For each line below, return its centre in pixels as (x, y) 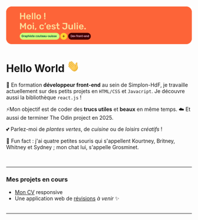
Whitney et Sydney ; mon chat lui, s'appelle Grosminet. (73, 147)
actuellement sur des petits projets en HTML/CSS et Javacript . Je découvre (96, 91)
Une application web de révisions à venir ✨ (67, 198)
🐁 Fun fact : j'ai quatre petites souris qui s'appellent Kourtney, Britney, (91, 141)
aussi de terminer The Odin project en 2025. (60, 117)
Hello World (35, 68)
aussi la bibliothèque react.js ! (44, 97)
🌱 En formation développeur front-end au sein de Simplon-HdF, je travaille (97, 85)
